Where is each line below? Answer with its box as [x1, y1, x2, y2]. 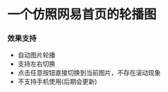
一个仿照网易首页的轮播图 [7, 6, 157, 23]
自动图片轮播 [17, 51, 55, 59]
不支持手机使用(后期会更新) [17, 77, 98, 86]
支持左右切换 [17, 59, 55, 68]
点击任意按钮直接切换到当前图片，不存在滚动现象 [17, 69, 161, 77]
